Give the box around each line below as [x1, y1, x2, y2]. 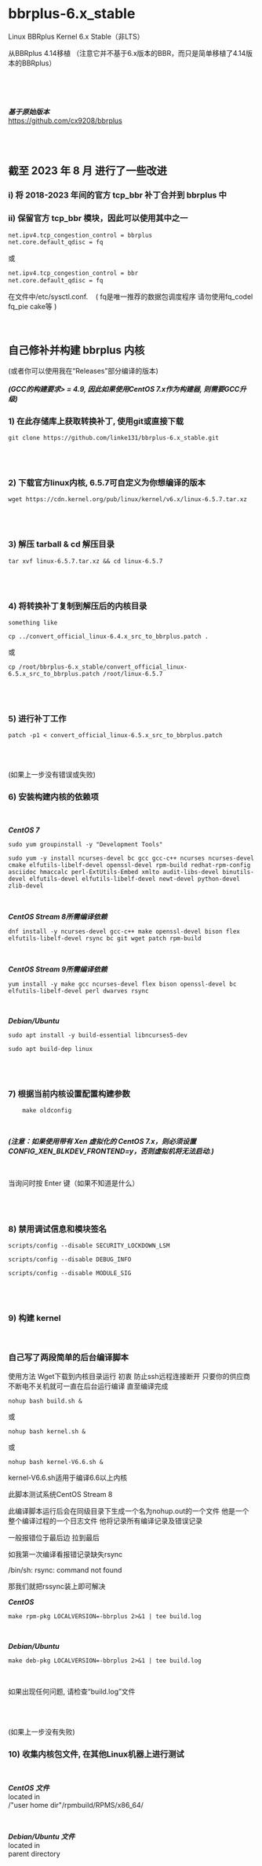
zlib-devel [8, 882, 44, 890]
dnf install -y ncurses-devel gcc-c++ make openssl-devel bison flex [8, 927, 241, 935]
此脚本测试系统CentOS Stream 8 [8, 1489, 113, 1499]
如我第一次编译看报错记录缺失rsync [8, 1549, 123, 1558]
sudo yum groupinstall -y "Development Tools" [8, 840, 163, 848]
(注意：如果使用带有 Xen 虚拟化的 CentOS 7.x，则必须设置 [8, 1136, 197, 1145]
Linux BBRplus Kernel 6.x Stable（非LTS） [8, 31, 144, 41]
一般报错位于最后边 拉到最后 [8, 1532, 100, 1542]
